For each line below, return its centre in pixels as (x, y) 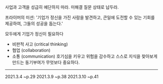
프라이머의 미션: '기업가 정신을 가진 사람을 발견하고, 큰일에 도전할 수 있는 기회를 (80, 17)
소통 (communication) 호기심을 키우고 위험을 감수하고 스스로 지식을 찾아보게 (85, 56)
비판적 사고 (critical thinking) (40, 44)
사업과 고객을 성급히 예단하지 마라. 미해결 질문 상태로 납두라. (62, 7)
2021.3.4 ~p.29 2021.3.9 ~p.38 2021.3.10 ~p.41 (52, 76)
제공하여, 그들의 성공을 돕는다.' (34, 24)
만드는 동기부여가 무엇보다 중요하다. (46, 62)
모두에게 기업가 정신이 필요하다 (34, 34)
